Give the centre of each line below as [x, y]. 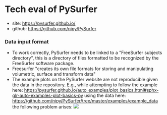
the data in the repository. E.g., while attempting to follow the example [85, 85]
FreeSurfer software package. [43, 64]
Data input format [27, 41]
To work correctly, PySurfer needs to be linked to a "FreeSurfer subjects [87, 53]
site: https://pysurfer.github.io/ [44, 23]
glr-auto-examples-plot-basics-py [48, 96]
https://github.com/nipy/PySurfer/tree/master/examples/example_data [85, 101]
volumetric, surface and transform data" [54, 74]
